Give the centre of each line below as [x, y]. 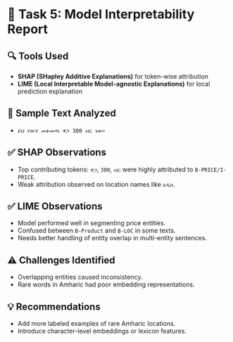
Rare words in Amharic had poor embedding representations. [106, 284]
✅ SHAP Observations [57, 153]
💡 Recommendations [54, 307]
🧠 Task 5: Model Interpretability [101, 14]
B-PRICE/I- [210, 170]
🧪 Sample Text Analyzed [62, 113]
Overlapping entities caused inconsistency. [80, 277]
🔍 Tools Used [38, 56]
